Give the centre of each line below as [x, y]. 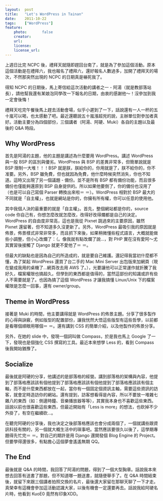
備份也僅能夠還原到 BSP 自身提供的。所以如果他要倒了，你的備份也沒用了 [78, 186]
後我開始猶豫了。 [22, 349]
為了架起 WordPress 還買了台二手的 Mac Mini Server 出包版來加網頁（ [83, 262]
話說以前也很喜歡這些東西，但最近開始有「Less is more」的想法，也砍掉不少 [81, 407]
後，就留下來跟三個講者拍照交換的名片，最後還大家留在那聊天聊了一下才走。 [81, 482]
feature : [14, 28]
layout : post [19, 9]
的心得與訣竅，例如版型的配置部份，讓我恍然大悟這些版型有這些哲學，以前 [79, 320]
